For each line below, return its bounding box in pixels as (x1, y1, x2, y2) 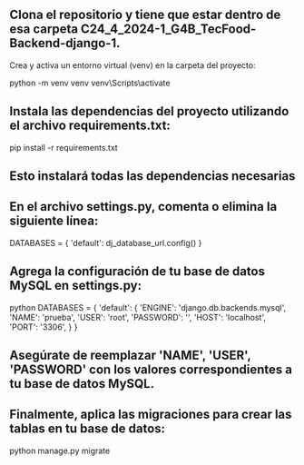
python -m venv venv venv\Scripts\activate (9, 77, 171, 88)
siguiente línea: (9, 213, 99, 229)
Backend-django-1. (9, 35, 121, 51)
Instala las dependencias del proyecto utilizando (9, 104, 289, 119)
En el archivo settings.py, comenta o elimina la (9, 199, 278, 214)
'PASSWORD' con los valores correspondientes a (9, 362, 293, 378)
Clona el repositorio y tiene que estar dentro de (9, 7, 281, 23)
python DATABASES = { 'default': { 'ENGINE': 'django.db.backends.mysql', (9, 302, 287, 312)
